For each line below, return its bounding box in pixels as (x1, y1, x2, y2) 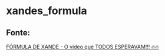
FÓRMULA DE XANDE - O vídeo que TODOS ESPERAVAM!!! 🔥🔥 (6, 43, 159, 50)
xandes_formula (6, 4, 87, 18)
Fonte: (6, 28, 31, 38)
